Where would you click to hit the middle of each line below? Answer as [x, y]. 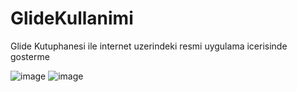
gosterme [30, 56]
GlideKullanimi [72, 18]
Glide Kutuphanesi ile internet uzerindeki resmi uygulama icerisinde [149, 46]
